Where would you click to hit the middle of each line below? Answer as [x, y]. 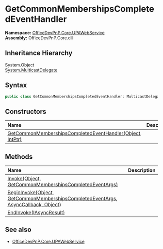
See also [18, 230]
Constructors [26, 111]
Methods [19, 157]
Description [142, 170]
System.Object [20, 65]
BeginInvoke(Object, [31, 193]
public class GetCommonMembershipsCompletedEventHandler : [65, 96]
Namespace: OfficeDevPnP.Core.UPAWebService [55, 33]
